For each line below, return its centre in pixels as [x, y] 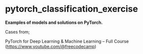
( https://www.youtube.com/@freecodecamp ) [51, 46]
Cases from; [18, 32]
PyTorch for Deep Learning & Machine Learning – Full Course [67, 41]
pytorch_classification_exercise [72, 9]
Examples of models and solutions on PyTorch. [54, 22]
